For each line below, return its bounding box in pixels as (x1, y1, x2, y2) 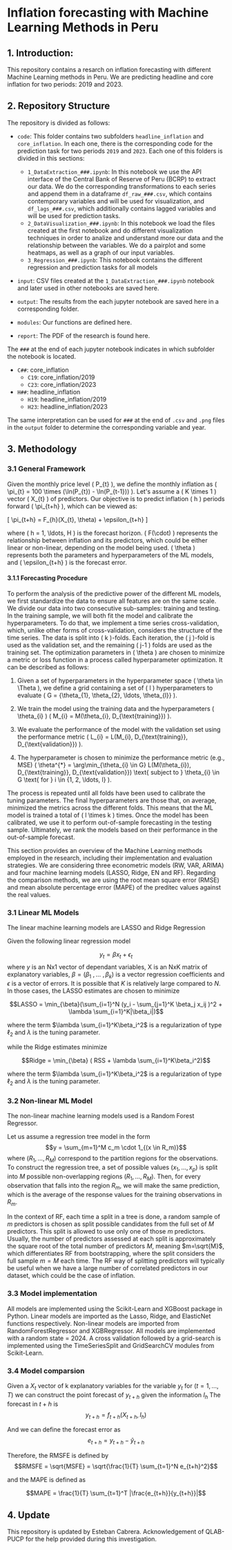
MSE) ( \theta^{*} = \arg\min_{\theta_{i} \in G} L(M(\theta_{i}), (17, 760, 191, 769)
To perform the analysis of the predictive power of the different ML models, (7, 589, 222, 597)
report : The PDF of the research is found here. (17, 331, 151, 340)
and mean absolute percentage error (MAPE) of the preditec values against (7, 883, 221, 891)
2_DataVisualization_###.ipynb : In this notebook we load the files (27, 219, 215, 227)
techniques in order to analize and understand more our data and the (27, 233, 224, 242)
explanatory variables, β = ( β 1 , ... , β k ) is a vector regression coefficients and (7, 970, 225, 980)
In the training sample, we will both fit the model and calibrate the (7, 611, 193, 620)
